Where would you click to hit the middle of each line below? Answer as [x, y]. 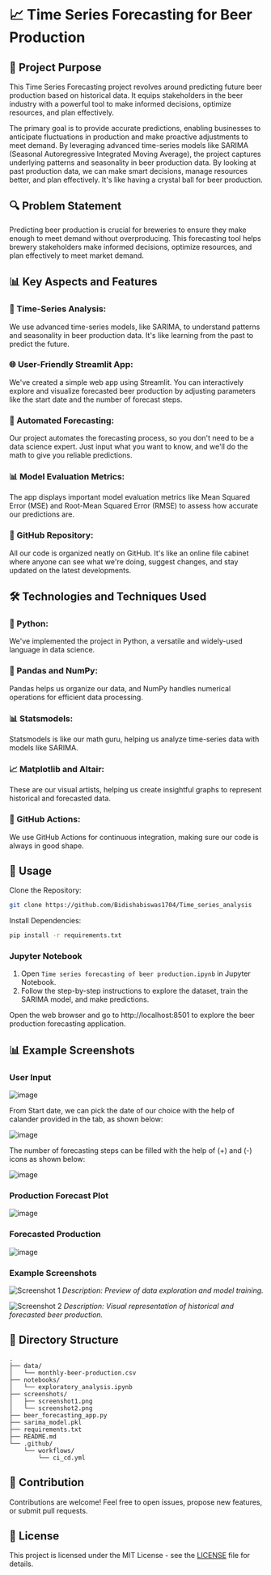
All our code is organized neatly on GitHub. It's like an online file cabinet [129, 553]
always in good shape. [47, 846]
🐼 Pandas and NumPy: [53, 671]
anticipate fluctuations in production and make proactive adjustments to [129, 137]
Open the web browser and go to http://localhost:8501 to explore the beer [132, 1016]
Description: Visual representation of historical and [148, 1306]
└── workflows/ [49, 1450]
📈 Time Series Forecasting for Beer [131, 15]
